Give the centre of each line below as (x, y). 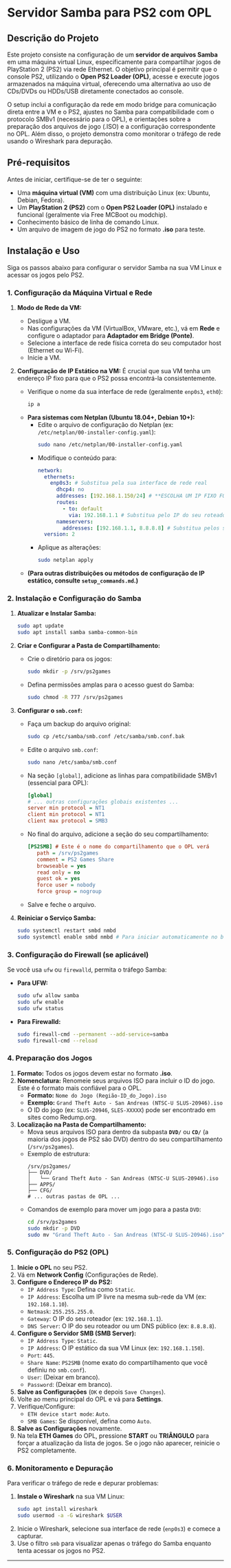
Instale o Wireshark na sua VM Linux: (71, 1496)
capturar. (30, 1536)
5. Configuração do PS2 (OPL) (58, 1253)
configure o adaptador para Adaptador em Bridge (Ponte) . (111, 335)
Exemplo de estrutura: (59, 1153)
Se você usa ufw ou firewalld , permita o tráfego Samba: (87, 970)
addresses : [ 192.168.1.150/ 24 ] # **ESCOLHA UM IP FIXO (136, 496)
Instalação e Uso (44, 251)
